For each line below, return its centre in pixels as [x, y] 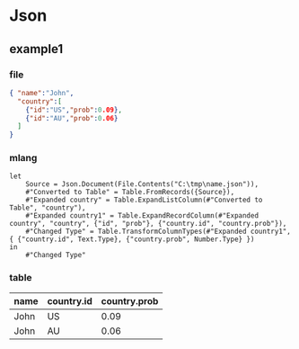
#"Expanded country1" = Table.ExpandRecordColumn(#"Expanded [142, 216]
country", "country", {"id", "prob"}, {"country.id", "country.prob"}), [148, 224]
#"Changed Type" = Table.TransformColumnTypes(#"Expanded [136, 232]
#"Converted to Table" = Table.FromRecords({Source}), [130, 192]
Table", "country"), [48, 208]
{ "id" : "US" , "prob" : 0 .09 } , [74, 110]
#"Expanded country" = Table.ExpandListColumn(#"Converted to [144, 200]
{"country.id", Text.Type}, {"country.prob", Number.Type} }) [136, 239]
